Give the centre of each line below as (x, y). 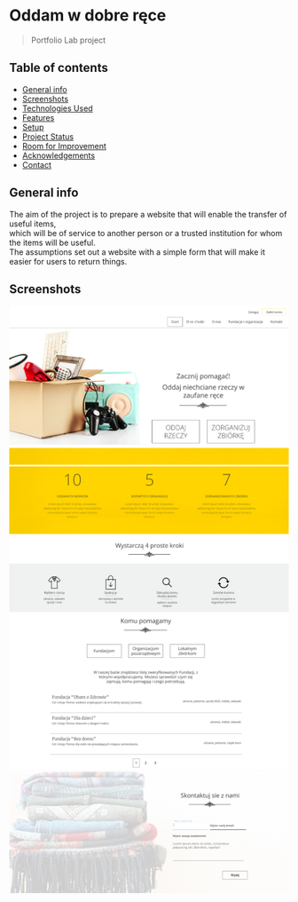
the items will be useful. (52, 242)
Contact (36, 164)
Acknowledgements (59, 155)
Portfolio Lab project (68, 40)
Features (38, 117)
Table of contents (59, 68)
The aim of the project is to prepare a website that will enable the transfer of (148, 214)
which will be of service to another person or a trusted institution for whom (146, 233)
